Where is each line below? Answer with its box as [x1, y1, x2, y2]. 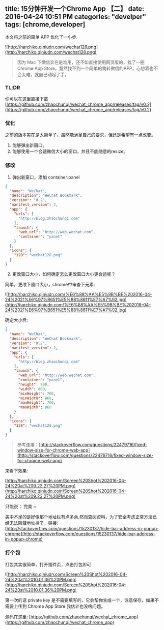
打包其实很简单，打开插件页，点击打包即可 [5, 561, 91, 567]
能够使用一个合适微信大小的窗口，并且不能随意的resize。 [12, 149, 128, 154]
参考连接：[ [17, 442, 41, 448]
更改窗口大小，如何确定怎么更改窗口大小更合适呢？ [12, 271, 116, 277]
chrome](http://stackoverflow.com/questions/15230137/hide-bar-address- [5, 531, 156, 537]
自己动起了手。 [38, 71, 69, 77]
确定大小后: [5, 317, 28, 323]
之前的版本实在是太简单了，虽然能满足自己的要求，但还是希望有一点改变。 [5, 132, 156, 138]
